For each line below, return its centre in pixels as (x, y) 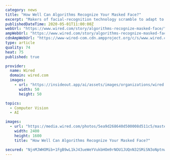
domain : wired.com (29, 75)
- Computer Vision (29, 108)
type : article (20, 43)
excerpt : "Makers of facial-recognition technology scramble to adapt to (85, 19)
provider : (16, 66)
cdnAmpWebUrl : (20, 38)
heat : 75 (14, 52)
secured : (14, 149)
